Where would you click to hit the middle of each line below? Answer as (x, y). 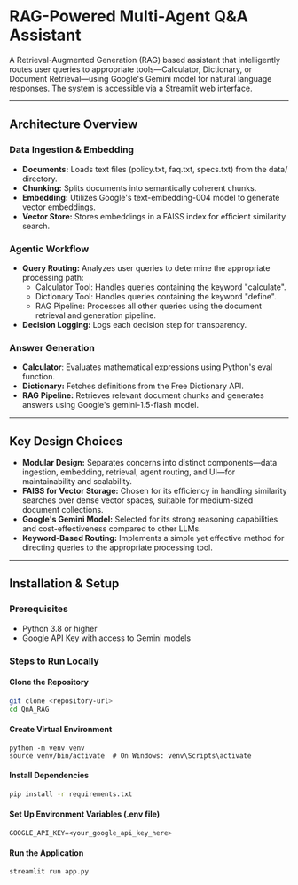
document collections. (63, 510)
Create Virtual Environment (61, 730)
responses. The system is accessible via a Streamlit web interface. (131, 88)
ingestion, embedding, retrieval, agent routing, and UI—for (129, 472)
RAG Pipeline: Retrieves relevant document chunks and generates (143, 395)
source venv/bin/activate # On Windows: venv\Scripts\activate (130, 756)
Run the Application (47, 853)
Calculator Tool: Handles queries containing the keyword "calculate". (161, 287)
